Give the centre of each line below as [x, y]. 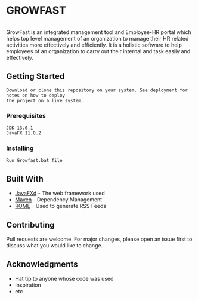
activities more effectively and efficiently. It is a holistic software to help [94, 45]
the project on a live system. [45, 100]
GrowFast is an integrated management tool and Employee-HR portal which [99, 32]
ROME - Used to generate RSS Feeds [60, 206]
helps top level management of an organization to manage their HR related [98, 38]
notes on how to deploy [36, 95]
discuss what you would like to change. [55, 245]
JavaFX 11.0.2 [24, 133]
